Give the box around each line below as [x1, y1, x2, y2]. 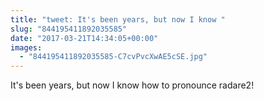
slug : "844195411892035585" [10, 24, 128, 34]
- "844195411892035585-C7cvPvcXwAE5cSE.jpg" [19, 52, 208, 62]
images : [10, 42, 43, 53]
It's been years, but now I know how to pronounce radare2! [10, 79, 255, 91]
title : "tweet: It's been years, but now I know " [10, 14, 226, 25]
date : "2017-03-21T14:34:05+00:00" [10, 33, 159, 43]
